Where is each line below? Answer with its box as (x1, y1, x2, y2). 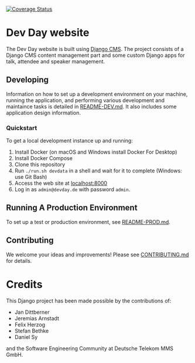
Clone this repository (14, 161, 66, 168)
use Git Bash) (14, 174, 47, 181)
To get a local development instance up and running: (6, 137, 133, 144)
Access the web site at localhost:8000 (14, 179, 107, 187)
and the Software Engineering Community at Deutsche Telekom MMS (6, 345, 174, 352)
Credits (6, 277, 43, 291)
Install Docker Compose (14, 155, 73, 162)
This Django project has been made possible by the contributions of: (6, 297, 172, 304)
